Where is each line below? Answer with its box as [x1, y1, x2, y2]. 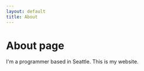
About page [6, 39, 64, 52]
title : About [6, 14, 38, 20]
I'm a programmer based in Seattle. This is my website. [6, 58, 139, 65]
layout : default [6, 8, 46, 15]
